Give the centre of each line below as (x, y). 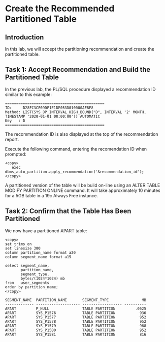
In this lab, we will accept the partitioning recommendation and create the (80, 49)
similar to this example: (29, 94)
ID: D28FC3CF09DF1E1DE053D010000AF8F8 (49, 108)
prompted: (16, 154)
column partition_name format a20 (41, 252)
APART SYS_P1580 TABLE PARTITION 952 (76, 330)
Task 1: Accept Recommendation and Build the (78, 70)
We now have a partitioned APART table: (46, 231)
